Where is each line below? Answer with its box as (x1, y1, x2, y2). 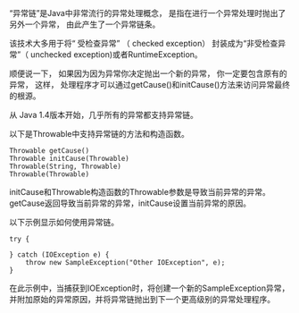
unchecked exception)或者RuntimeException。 (30, 49, 203, 60)
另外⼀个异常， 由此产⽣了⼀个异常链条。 (9, 19, 161, 30)
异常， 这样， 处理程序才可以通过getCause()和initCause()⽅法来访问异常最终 (9, 80, 291, 89)
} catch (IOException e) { (9, 250, 110, 259)
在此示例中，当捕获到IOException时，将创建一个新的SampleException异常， (9, 283, 290, 293)
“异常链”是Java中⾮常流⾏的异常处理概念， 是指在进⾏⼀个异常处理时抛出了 (9, 8, 287, 18)
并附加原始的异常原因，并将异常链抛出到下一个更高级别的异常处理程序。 (9, 294, 275, 304)
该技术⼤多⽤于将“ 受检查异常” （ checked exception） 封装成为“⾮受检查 (9, 38, 278, 48)
